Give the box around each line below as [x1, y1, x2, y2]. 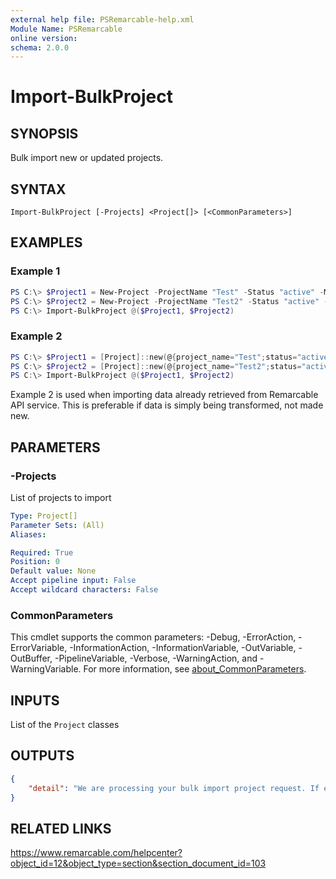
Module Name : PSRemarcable [10, 24, 123, 34]
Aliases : [10, 529, 47, 540]
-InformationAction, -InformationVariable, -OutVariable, [69, 642, 297, 654]
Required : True [10, 547, 74, 558]
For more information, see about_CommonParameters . [83, 663, 307, 675]
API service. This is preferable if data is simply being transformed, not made [10, 399, 324, 411]
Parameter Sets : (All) [10, 520, 105, 530]
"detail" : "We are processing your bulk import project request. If [28, 783, 320, 793]
